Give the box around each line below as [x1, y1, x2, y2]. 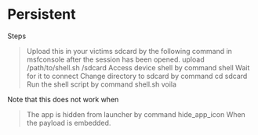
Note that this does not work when [7, 94, 119, 104]
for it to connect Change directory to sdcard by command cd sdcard [26, 71, 248, 80]
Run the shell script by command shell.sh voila [26, 80, 177, 89]
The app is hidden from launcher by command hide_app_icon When [26, 109, 246, 119]
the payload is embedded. [26, 118, 111, 127]
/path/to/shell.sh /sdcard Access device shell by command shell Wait [26, 62, 250, 72]
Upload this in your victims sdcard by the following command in [26, 46, 233, 55]
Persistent [7, 5, 76, 23]
